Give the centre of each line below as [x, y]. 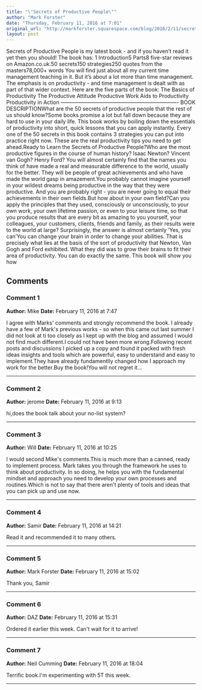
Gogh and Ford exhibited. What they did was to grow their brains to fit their [99, 249]
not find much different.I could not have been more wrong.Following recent [99, 342]
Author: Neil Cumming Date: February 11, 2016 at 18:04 [75, 663]
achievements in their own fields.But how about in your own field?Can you [98, 198]
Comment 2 [24, 388]
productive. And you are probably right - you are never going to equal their [99, 192]
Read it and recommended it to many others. [61, 537]
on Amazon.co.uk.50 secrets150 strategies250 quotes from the [84, 64]
